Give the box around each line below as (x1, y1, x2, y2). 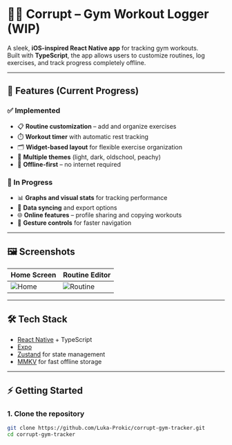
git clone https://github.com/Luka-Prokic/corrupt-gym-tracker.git (7, 425, 206, 432)
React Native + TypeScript (17, 335, 93, 343)
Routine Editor (63, 270, 111, 280)
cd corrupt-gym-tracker (7, 431, 76, 438)
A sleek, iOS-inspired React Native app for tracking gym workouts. (7, 44, 199, 52)
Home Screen (10, 270, 57, 280)
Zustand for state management (17, 349, 106, 358)
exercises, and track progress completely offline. (7, 58, 146, 66)
